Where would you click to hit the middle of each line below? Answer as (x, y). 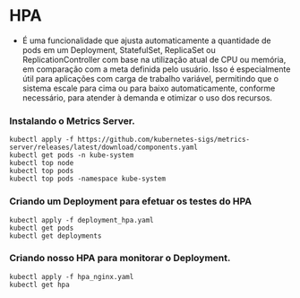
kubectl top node (42, 163)
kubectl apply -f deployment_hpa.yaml (81, 220)
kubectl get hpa (39, 285)
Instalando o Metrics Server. (73, 120)
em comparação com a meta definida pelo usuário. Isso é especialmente (156, 69)
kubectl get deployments (56, 236)
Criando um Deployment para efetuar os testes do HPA (131, 201)
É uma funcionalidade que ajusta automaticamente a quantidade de (146, 40)
